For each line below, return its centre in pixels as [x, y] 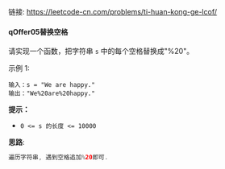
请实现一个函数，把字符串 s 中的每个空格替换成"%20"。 [101, 52]
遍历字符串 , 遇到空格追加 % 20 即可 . [58, 158]
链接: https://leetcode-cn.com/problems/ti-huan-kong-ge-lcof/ [113, 12]
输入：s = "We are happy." [52, 85]
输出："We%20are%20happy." [52, 94]
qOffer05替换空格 [38, 31]
